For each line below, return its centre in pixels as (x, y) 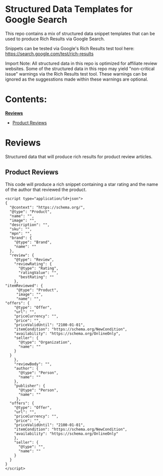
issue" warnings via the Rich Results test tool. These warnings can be (76, 74)
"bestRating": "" (36, 277)
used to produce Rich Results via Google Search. (55, 39)
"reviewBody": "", (33, 364)
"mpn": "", (21, 233)
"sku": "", (21, 229)
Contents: (26, 99)
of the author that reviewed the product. (46, 190)
